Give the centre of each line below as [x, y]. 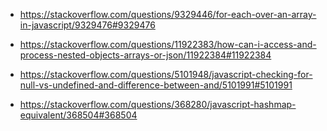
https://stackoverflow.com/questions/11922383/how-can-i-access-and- [168, 44]
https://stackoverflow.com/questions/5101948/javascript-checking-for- [166, 74]
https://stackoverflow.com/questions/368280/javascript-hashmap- [158, 104]
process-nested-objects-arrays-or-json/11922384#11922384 [145, 55]
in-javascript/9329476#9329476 [87, 25]
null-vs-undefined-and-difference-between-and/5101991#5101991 [156, 85]
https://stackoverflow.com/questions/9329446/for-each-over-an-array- [168, 14]
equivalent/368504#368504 [78, 115]
